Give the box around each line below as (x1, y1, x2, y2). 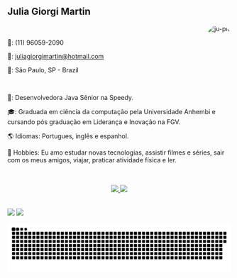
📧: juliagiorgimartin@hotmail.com (7, 52, 104, 60)
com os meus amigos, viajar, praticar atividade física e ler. (7, 155, 177, 164)
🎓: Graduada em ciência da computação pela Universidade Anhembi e (7, 107, 216, 116)
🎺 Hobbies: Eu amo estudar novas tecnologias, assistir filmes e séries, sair (7, 148, 225, 157)
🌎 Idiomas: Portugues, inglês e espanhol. (7, 131, 129, 140)
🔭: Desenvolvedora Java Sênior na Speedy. (7, 93, 133, 101)
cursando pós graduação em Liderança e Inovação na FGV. (7, 117, 181, 126)
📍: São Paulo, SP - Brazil (7, 65, 79, 74)
